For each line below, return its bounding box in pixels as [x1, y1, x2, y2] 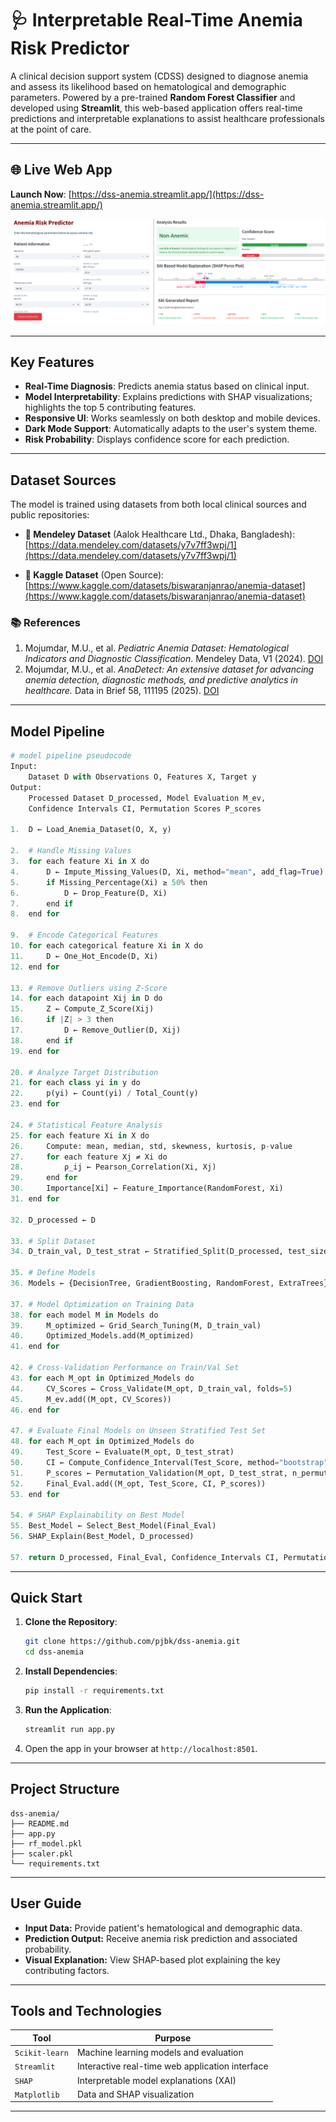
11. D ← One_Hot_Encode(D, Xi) [10, 951, 159, 961]
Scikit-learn [14, 2048, 69, 2059]
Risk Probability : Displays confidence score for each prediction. [24, 433, 290, 446]
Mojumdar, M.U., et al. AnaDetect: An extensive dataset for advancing [24, 663, 315, 676]
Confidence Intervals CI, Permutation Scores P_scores [28, 803, 262, 814]
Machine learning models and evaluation [76, 2047, 244, 2059]
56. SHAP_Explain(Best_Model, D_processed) [10, 1532, 195, 1542]
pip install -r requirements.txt [24, 1686, 165, 1696]
